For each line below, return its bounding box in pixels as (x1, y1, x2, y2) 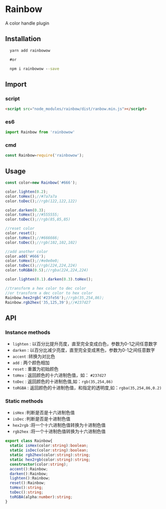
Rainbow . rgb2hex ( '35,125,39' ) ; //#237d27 (5, 300, 91, 305)
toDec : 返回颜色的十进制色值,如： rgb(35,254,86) (12, 378, 113, 385)
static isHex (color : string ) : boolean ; (10, 443, 89, 448)
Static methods (5, 398, 44, 405)
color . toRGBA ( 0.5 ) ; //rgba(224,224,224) (5, 268, 89, 273)
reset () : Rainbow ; (10, 480, 46, 485)
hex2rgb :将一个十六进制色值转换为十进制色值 (12, 422, 106, 428)
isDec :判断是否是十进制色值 (12, 416, 71, 422)
